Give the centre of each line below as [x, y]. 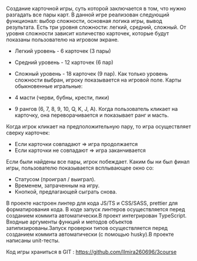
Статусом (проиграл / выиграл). [55, 179]
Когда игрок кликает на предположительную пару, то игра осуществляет [98, 126]
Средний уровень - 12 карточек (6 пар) [64, 62]
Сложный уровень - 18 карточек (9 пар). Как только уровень [91, 74]
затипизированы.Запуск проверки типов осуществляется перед [87, 228]
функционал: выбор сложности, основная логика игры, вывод [84, 21]
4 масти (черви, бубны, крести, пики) [62, 97]
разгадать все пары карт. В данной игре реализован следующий [88, 15]
